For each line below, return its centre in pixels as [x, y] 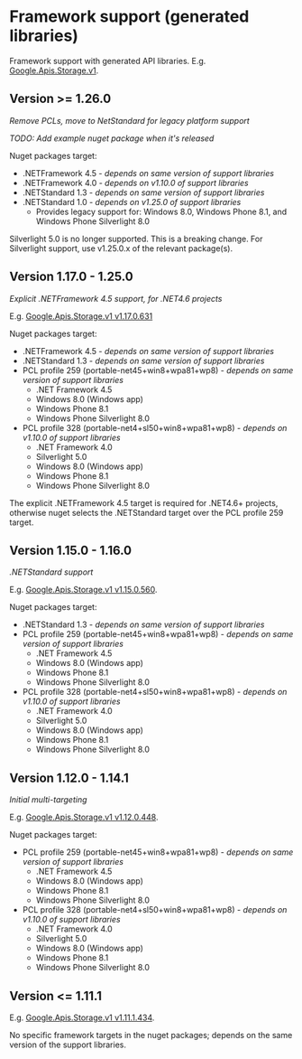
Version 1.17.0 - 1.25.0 [71, 277]
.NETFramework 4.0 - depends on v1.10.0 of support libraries [136, 183]
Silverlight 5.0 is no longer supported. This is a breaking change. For [136, 239]
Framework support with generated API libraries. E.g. [108, 61]
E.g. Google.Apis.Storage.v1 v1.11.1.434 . [82, 1017]
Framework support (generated [129, 17]
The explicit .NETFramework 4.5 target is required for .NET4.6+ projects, [144, 502]
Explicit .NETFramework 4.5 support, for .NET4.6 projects [116, 298]
